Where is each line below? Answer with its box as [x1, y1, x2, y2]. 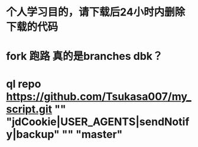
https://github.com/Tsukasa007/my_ [6, 90, 192, 103]
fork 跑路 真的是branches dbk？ [6, 50, 163, 63]
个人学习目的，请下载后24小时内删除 [6, 5, 186, 19]
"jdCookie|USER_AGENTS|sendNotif [6, 115, 190, 128]
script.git [6, 102, 53, 116]
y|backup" [6, 127, 60, 141]
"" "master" [61, 127, 123, 141]
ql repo [6, 77, 41, 91]
